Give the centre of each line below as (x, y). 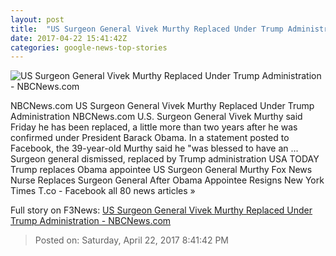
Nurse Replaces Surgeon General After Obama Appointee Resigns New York (167, 180)
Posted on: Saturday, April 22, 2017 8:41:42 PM (132, 240)
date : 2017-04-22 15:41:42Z (69, 38)
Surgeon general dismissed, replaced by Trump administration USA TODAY (165, 159)
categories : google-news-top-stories (89, 47)
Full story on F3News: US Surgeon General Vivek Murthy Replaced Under (161, 210)
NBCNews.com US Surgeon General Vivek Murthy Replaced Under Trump (162, 106)
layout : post (37, 19)
